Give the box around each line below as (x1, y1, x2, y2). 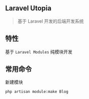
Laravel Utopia (5, 4, 52, 13)
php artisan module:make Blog (5, 89, 69, 94)
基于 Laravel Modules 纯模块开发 (5, 48, 73, 55)
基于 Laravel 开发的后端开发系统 (17, 18, 84, 24)
